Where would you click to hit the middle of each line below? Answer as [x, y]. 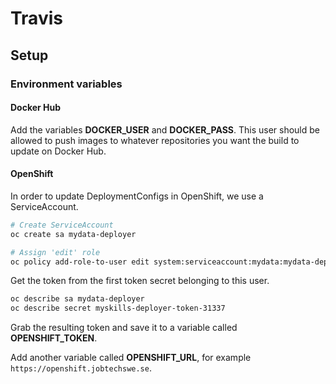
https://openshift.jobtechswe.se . [81, 368]
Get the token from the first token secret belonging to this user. [140, 281]
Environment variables [66, 84]
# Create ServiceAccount [62, 225]
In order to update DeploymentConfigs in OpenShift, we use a [137, 196]
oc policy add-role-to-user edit [80, 262]
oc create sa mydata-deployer [73, 234]
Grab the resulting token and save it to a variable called [124, 328]
